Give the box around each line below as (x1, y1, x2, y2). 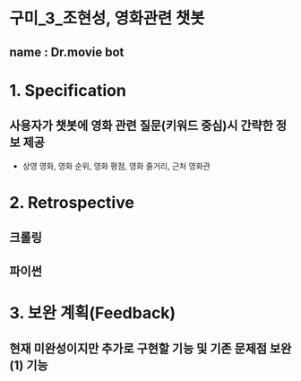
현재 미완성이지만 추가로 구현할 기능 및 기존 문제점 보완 (9, 342, 292, 357)
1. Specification (9, 80, 127, 100)
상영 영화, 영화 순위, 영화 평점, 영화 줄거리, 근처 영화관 (21, 160, 211, 171)
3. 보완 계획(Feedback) (9, 302, 176, 323)
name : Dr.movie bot (9, 44, 125, 59)
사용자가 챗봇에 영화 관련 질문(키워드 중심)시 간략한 (9, 118, 273, 134)
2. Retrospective (9, 192, 134, 212)
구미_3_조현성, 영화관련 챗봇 (9, 8, 205, 29)
